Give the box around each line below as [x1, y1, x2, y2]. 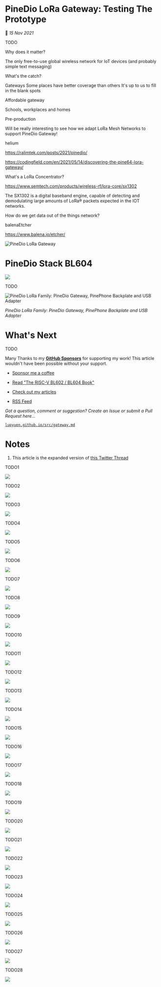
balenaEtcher [5, 222, 32, 228]
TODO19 [5, 799, 22, 805]
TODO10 [5, 631, 22, 638]
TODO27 [5, 948, 23, 954]
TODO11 [5, 651, 21, 656]
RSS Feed [12, 398, 32, 404]
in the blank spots [5, 87, 41, 93]
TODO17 [5, 762, 22, 768]
